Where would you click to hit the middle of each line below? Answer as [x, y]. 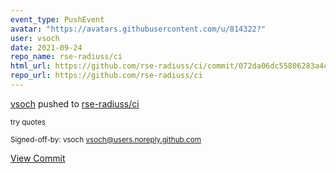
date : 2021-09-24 [46, 47]
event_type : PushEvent [57, 19]
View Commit [38, 158]
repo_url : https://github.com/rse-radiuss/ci [106, 76]
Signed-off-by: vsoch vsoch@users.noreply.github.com [106, 139]
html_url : [31, 66]
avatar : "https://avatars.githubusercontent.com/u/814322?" [138, 29]
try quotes [28, 122]
